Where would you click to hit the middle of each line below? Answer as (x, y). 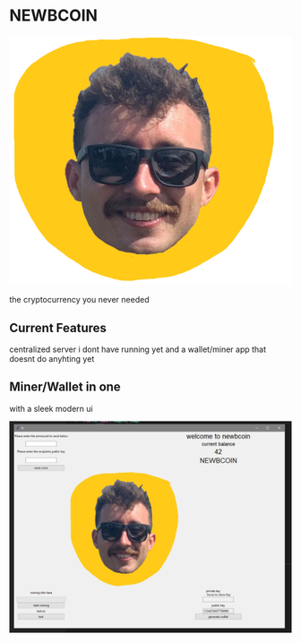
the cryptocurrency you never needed (79, 300)
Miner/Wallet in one (65, 387)
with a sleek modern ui (51, 408)
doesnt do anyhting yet (52, 358)
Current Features (58, 328)
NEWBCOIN (54, 16)
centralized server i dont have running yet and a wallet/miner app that (138, 349)
